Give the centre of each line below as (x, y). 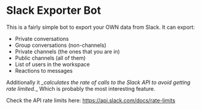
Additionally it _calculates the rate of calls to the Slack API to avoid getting (98, 82)
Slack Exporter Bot (54, 11)
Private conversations (42, 38)
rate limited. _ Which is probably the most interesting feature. (81, 88)
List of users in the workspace (52, 64)
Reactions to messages (44, 70)
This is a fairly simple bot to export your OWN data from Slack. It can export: (100, 27)
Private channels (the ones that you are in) (67, 51)
